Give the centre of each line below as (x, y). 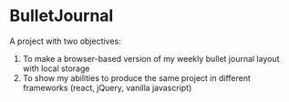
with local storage (56, 68)
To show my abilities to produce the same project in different (136, 77)
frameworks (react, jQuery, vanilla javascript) (107, 87)
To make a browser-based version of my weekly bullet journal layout (151, 58)
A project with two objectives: (65, 41)
